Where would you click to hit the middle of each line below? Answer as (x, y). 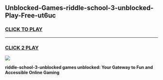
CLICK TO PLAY (24, 30)
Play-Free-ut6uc (31, 16)
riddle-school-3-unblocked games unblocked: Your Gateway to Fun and (79, 67)
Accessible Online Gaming (32, 72)
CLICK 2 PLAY (22, 48)
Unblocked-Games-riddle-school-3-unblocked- (79, 8)
